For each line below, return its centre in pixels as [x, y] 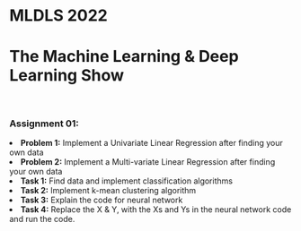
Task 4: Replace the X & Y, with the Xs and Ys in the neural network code [156, 210]
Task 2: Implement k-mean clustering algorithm [109, 191]
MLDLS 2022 [58, 16]
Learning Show [66, 76]
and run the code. [42, 219]
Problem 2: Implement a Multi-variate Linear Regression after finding [148, 162]
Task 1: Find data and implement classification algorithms [127, 181]
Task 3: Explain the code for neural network [102, 200]
